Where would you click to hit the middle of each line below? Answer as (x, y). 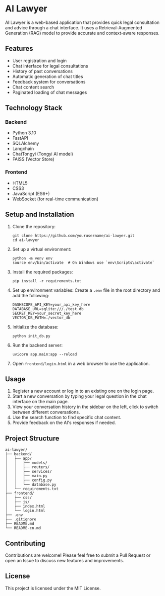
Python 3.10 (24, 133)
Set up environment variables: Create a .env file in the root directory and (86, 290)
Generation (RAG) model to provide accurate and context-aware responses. (82, 33)
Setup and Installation (40, 214)
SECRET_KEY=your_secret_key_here (47, 313)
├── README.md (20, 524)
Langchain (23, 149)
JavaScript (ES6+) (31, 193)
